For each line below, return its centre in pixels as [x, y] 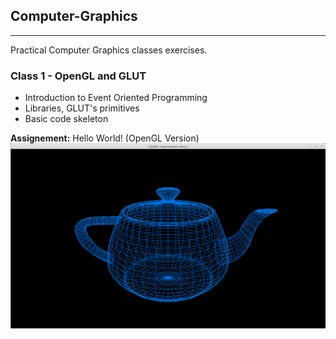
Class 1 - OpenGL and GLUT [78, 76]
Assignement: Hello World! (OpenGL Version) [105, 138]
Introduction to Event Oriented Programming [116, 98]
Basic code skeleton [66, 119]
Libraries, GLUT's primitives [82, 108]
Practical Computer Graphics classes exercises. [109, 50]
